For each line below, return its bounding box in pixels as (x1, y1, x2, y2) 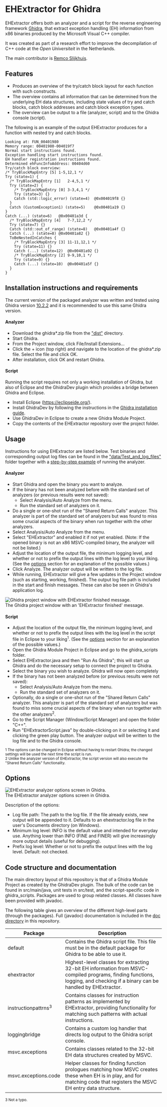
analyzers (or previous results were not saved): (12, 492, 109, 498)
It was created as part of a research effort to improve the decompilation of (5, 40, 158, 46)
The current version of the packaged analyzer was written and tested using (5, 297, 160, 303)
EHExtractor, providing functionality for (65, 1004, 157, 1011)
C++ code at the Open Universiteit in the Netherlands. (5, 45, 116, 51)
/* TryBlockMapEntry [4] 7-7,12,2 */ (9, 218, 92, 223)
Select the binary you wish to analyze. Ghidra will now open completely (12, 668, 159, 674)
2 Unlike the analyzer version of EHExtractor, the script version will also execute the (5, 756, 148, 761)
